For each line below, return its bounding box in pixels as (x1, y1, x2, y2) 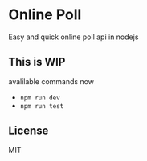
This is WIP (8, 55, 66, 69)
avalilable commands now (8, 76, 95, 86)
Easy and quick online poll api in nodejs (8, 32, 139, 42)
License (8, 124, 49, 138)
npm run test (19, 102, 64, 110)
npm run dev (19, 94, 60, 102)
